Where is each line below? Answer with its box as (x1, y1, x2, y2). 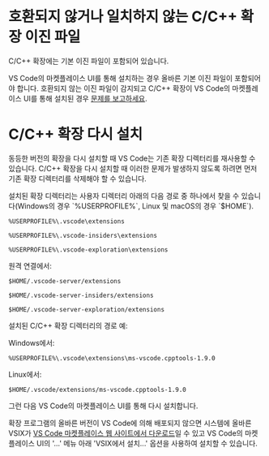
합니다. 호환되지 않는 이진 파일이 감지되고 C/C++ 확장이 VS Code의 (16, 83, 231, 93)
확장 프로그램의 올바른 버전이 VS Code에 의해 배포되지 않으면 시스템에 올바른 (8, 418, 252, 428)
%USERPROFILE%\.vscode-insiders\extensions (8, 231, 158, 239)
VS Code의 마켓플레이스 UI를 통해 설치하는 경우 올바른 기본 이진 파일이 (8, 73, 233, 83)
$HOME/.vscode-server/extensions (8, 277, 122, 285)
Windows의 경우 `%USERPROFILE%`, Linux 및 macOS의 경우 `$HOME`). (17, 200, 254, 211)
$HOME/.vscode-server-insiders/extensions (8, 291, 154, 299)
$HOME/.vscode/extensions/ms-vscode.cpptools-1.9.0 (8, 385, 186, 394)
